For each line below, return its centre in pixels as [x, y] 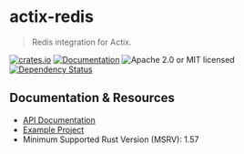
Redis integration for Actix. [81, 42]
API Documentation [59, 119]
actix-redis [51, 17]
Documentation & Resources [92, 98]
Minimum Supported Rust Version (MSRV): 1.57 [111, 139]
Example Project [53, 129]
